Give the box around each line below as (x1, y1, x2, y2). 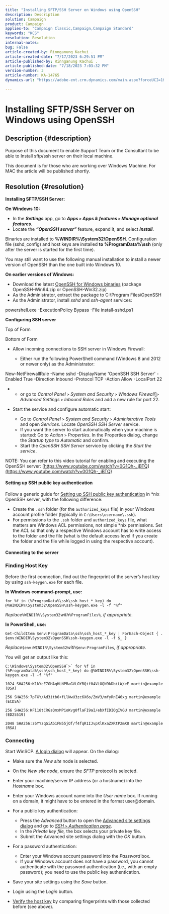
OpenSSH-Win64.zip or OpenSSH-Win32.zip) (12, 286, 107, 292)
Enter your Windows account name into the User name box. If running (12, 792, 157, 798)
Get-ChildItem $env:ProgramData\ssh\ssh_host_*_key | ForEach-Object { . (5, 631, 163, 636)
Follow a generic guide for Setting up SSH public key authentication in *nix (5, 491, 160, 497)
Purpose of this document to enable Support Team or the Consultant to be (5, 147, 159, 153)
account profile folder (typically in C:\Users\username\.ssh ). (12, 511, 137, 517)
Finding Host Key (5, 562, 48, 569)
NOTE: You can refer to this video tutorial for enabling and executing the (5, 458, 155, 464)
